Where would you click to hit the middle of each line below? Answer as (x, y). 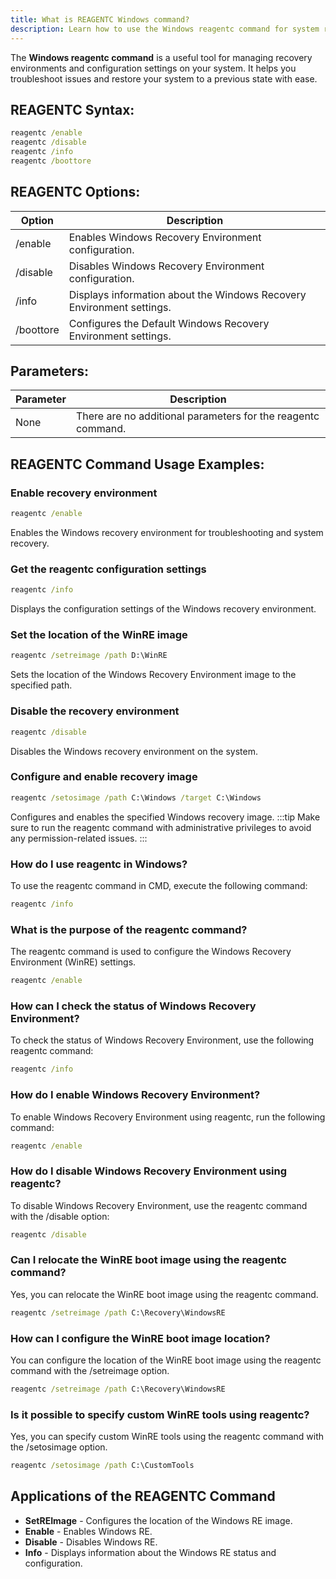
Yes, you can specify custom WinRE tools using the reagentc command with (167, 1437)
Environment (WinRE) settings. (73, 962)
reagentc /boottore (51, 161)
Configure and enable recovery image (104, 777)
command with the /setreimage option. (90, 1371)
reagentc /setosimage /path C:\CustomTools (102, 1466)
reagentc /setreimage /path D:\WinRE (89, 656)
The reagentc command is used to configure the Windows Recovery (151, 952)
